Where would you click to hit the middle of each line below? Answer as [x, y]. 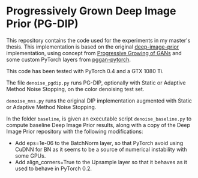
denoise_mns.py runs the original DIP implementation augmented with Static [99, 101]
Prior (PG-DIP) [43, 24]
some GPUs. [30, 156]
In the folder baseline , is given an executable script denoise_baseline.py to [99, 119]
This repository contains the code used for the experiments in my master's [98, 40]
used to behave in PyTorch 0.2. [53, 168]
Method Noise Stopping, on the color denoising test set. [75, 89]
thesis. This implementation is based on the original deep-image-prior [92, 47]
